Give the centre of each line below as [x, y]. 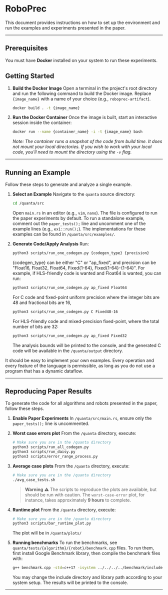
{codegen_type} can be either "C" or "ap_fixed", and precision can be [84, 262]
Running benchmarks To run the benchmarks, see [65, 542]
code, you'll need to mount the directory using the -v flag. [72, 152]
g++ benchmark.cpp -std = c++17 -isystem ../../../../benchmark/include [87, 568]
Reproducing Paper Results [48, 391]
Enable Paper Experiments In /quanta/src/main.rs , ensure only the [82, 418]
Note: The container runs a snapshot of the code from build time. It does [87, 141]
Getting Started [30, 76]
